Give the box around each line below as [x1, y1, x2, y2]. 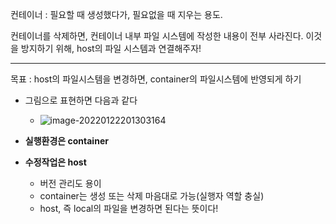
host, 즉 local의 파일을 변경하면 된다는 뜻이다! [39, 203, 219, 214]
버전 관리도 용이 [39, 178, 102, 189]
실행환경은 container [24, 135, 109, 147]
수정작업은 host [24, 156, 87, 168]
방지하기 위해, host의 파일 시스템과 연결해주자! [20, 43, 202, 54]
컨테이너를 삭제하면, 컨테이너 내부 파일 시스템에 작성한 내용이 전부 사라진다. [10, 30, 304, 42]
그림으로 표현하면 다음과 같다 [24, 94, 138, 106]
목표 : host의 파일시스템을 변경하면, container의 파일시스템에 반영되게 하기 [10, 73, 302, 85]
